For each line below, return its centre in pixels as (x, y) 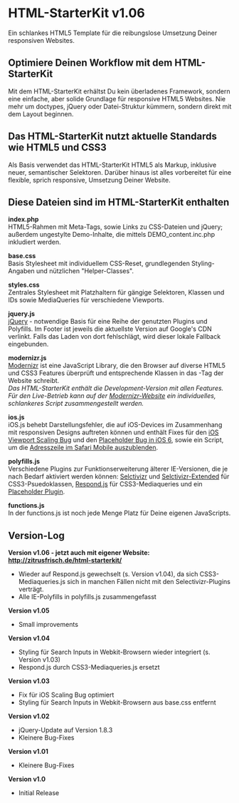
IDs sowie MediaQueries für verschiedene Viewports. (86, 300)
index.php (23, 220)
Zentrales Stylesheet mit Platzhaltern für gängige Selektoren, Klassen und (116, 292)
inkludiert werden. (34, 242)
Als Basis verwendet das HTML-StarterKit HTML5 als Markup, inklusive (112, 165)
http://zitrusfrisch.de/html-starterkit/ (65, 561)
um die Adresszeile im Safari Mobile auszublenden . (83, 448)
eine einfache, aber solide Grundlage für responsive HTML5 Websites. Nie (117, 98)
